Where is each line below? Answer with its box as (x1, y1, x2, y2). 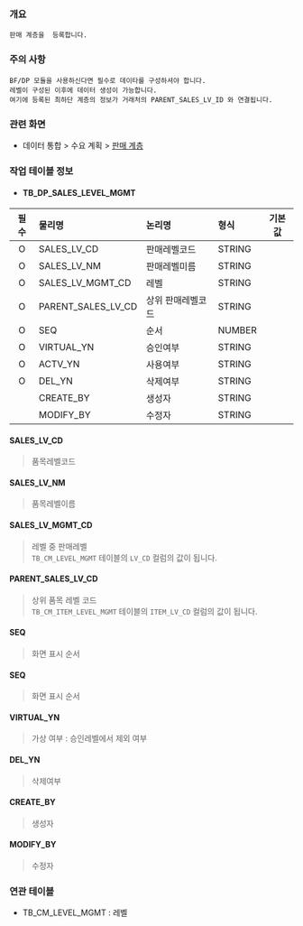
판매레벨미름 (145, 260, 197, 273)
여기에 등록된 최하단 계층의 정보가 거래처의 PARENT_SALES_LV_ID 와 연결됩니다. (9, 95, 273, 105)
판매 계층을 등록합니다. (9, 31, 88, 40)
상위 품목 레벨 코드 (31, 594, 97, 606)
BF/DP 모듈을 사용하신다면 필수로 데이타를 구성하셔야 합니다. (9, 76, 207, 85)
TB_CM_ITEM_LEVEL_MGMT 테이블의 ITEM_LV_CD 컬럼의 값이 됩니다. (31, 606, 259, 616)
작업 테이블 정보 (9, 164, 74, 177)
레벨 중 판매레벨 (31, 541, 87, 551)
